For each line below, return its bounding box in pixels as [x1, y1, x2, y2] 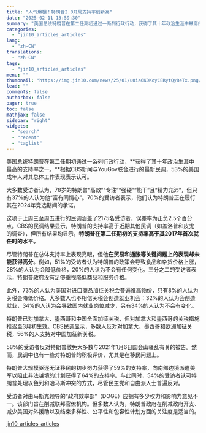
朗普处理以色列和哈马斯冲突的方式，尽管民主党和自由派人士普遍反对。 [6, 379, 184, 386]
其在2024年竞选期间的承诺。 [6, 201, 79, 209]
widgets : [6, 123, 29, 129]
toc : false [6, 105, 34, 112]
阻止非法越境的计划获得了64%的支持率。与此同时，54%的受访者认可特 [17, 372, 197, 379]
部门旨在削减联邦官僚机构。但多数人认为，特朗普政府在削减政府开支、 [22, 400, 200, 407]
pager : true [6, 100, 37, 106]
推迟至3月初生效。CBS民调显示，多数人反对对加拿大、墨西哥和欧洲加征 [6, 323, 188, 330]
